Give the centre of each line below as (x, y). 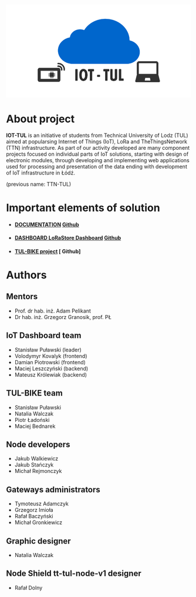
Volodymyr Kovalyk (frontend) (51, 356)
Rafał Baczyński (34, 516)
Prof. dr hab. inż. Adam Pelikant (53, 311)
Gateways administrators (53, 489)
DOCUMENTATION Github (47, 224)
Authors (26, 275)
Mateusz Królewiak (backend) (50, 374)
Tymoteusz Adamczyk (41, 504)
